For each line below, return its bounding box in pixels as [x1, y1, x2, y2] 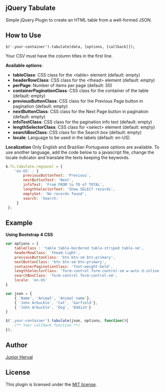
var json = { [5, 291, 32, 296]
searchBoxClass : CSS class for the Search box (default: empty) [12, 129, 142, 135]
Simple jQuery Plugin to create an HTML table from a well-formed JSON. [5, 17, 152, 23]
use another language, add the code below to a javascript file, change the [5, 149, 154, 155]
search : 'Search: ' [23, 196, 63, 201]
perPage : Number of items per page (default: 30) [12, 82, 112, 88]
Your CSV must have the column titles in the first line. [5, 53, 113, 58]
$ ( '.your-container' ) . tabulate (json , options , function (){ [5, 318, 129, 323]
